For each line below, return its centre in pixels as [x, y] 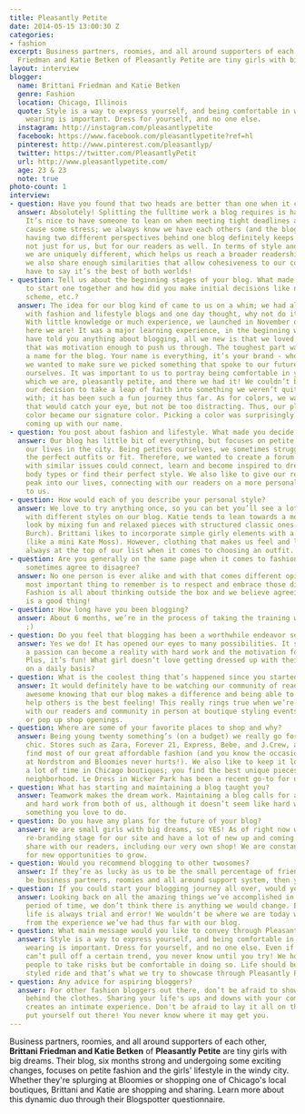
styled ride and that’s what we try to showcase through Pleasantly [158, 973]
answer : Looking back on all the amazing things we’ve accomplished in [156, 897]
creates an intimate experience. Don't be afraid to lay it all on [156, 1007]
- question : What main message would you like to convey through [135, 931]
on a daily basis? [60, 669]
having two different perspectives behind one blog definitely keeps [160, 237]
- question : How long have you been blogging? [99, 610]
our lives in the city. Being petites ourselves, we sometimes [148, 449]
